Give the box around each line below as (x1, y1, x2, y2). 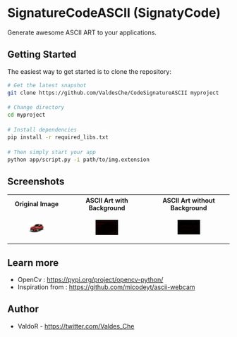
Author (7, 303, 39, 315)
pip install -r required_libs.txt (7, 134, 109, 141)
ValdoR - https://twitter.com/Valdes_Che (17, 322, 135, 330)
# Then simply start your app (7, 148, 97, 155)
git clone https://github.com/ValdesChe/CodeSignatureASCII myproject (7, 89, 219, 96)
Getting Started (7, 49, 77, 61)
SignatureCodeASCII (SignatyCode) (7, 5, 221, 21)
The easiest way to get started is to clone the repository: (7, 67, 171, 75)
